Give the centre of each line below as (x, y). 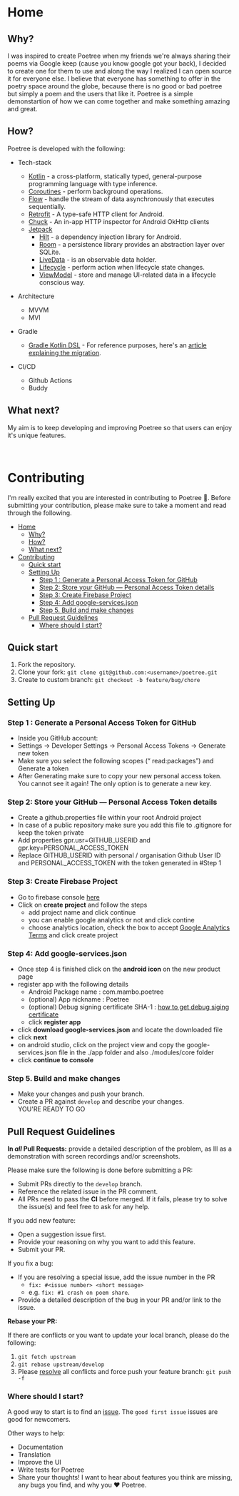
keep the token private (51, 833)
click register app (55, 1022)
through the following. (40, 513)
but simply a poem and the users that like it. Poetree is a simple (100, 94)
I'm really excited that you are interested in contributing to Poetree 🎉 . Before (119, 497)
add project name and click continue (82, 912)
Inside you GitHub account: (58, 738)
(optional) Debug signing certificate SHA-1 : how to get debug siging (129, 1007)
